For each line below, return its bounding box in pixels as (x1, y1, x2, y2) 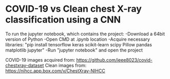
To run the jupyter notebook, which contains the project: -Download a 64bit (5, 31, 165, 37)
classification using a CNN (5, 14, 121, 25)
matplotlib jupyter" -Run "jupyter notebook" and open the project (5, 47, 143, 53)
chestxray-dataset (5, 62, 44, 68)
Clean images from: (45, 62, 87, 68)
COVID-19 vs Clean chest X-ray (5, 3, 142, 15)
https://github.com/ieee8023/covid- (76, 57, 153, 63)
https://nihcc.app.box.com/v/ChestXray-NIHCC (5, 67, 105, 74)
